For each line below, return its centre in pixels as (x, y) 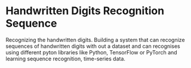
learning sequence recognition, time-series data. (66, 59)
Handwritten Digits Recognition (85, 11)
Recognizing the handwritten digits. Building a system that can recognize (95, 40)
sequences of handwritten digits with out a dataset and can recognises (93, 46)
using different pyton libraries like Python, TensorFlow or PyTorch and (91, 52)
